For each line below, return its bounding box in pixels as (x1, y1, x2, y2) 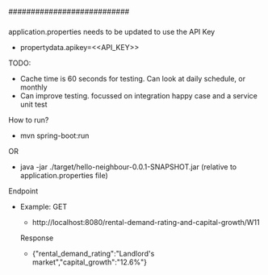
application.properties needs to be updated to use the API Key (8, 27, 216, 36)
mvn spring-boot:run (19, 131, 90, 140)
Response (19, 233, 54, 243)
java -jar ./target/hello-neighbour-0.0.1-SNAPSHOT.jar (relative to (19, 161, 237, 172)
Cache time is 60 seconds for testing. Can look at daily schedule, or (19, 73, 246, 83)
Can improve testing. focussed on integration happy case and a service (19, 90, 258, 100)
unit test (19, 99, 48, 109)
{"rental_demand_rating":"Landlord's (31, 248, 155, 258)
